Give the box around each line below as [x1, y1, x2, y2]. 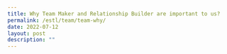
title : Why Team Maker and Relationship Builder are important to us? [7, 10, 221, 18]
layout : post [7, 29, 46, 37]
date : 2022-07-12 [7, 23, 59, 30]
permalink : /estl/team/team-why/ [7, 17, 106, 24]
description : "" [7, 36, 55, 43]
